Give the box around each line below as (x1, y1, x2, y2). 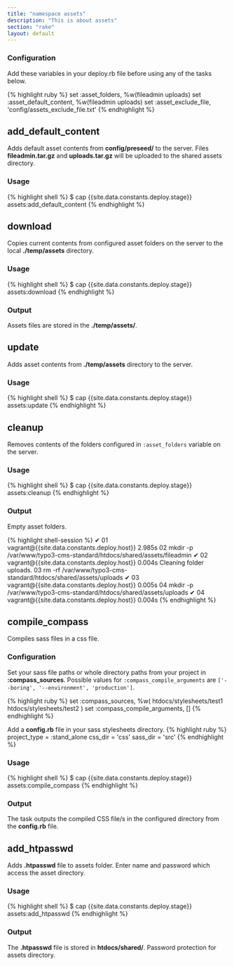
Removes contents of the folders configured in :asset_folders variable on (7, 440, 221, 449)
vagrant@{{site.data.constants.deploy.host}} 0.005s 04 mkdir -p (7, 581, 194, 589)
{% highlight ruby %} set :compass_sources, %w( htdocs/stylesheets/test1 (7, 697, 223, 705)
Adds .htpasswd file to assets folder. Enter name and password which (7, 861, 210, 870)
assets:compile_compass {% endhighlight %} (7, 781, 139, 790)
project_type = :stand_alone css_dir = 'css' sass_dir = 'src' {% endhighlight (7, 733, 224, 741)
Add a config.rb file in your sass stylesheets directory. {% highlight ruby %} (7, 725, 227, 733)
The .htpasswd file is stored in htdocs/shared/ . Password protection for (7, 943, 217, 951)
